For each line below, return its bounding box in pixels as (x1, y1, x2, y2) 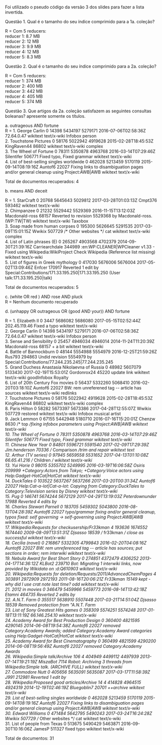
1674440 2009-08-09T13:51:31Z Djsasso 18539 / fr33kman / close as (5, 530, 144, 535)
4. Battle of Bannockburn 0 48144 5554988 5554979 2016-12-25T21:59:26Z (5, 349, 157, 355)
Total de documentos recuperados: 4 (5, 178, 79, 184)
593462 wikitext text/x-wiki (5, 203, 60, 208)
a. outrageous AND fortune (5, 123, 59, 128)
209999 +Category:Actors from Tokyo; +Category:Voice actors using (5, 468, 144, 473)
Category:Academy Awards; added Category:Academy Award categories (5, 628, 152, 634)
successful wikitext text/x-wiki (5, 535, 66, 540)
